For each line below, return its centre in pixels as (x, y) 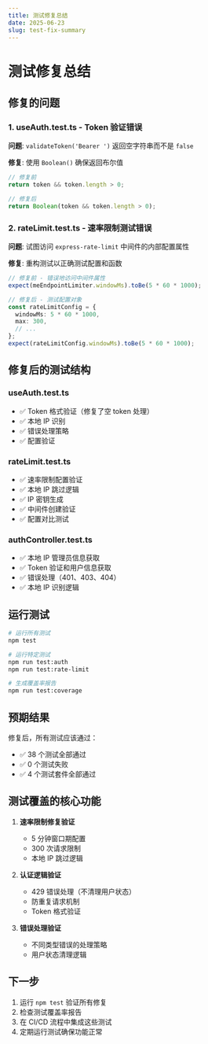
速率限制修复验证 (47, 821)
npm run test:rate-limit (49, 670)
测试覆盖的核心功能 (55, 801)
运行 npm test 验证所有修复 (63, 1002)
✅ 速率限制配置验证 (51, 479)
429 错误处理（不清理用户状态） (83, 891)
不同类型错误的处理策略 (69, 944)
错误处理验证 (40, 928)
